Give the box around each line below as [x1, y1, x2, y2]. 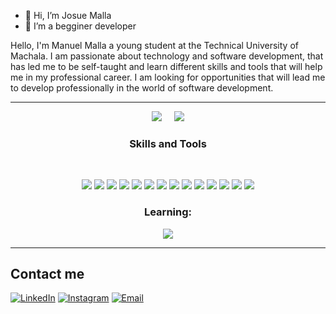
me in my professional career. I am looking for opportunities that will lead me [10, 71, 326, 83]
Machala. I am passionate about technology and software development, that [10, 50, 324, 62]
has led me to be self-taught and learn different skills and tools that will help [10, 61, 323, 72]
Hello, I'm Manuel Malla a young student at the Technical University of [10, 40, 299, 51]
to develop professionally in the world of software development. [10, 82, 274, 94]
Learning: [143, 205, 193, 219]
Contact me [10, 265, 85, 282]
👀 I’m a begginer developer [24, 20, 137, 32]
